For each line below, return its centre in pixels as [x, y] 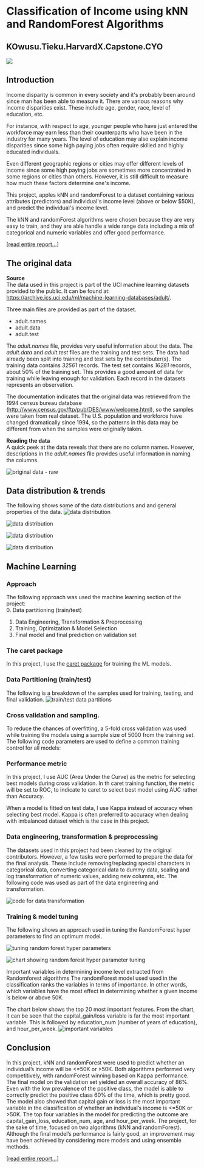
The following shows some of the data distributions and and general [91, 505]
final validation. [25, 699]
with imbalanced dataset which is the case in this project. [78, 821]
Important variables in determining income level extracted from [85, 971]
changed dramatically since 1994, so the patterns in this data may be [92, 422]
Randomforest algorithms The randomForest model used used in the [92, 978]
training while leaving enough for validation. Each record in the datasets [96, 378]
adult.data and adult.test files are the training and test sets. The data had [98, 352]
